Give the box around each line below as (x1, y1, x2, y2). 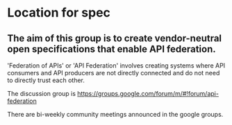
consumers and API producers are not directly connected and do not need (7, 69, 220, 77)
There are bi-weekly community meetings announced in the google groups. (7, 110, 224, 118)
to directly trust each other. (7, 76, 85, 84)
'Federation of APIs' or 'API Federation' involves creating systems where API (7, 61, 226, 70)
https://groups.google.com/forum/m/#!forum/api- (77, 90, 219, 97)
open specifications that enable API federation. (7, 43, 217, 55)
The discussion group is (7, 90, 76, 97)
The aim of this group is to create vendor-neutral (7, 32, 222, 44)
